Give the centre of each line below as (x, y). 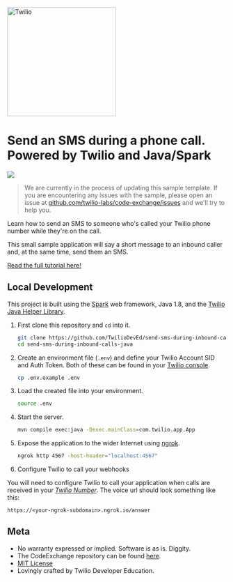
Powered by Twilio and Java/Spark (109, 155)
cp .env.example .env (48, 378)
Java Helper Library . (36, 311)
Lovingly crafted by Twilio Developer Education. (86, 570)
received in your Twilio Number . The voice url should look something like (111, 490)
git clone (32, 337)
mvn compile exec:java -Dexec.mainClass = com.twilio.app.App (106, 430)
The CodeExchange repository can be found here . (89, 556)
